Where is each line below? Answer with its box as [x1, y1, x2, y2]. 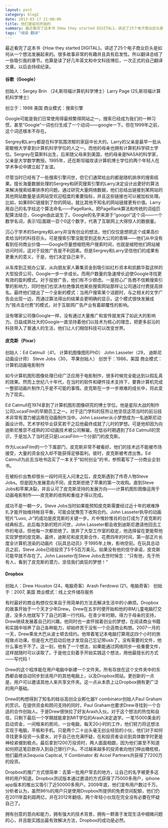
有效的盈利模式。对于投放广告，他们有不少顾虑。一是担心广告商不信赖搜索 [5, 277, 158, 283]
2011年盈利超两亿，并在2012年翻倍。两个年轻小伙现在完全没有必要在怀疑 [9, 794, 160, 800]
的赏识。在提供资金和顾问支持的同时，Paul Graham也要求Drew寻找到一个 [5, 702, 156, 708]
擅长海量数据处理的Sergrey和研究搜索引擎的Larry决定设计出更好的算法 [13, 181, 159, 187]
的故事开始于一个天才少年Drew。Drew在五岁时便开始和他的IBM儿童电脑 [5, 606, 153, 612]
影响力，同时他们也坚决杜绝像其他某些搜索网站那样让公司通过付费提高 [13, 283, 158, 289]
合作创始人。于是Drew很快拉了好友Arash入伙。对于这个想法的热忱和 [13, 708, 155, 714]
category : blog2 [5, 12, 39, 17]
